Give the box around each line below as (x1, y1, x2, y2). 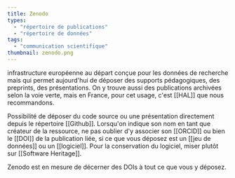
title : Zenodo (7, 10, 49, 18)
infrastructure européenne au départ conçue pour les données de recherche (7, 68, 229, 77)
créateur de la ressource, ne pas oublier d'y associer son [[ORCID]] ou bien (7, 127, 226, 135)
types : (7, 17, 27, 24)
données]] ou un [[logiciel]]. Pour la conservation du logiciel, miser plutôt (7, 142, 219, 150)
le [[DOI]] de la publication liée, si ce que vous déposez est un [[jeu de (7, 134, 211, 142)
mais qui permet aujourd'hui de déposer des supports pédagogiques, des (7, 76, 220, 84)
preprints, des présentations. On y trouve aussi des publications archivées (7, 83, 222, 92)
